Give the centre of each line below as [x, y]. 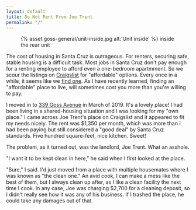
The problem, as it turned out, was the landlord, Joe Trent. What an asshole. [98, 147]
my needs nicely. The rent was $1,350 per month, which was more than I [94, 124]
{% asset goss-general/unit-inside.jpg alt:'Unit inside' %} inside [97, 39]
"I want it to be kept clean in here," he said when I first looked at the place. [96, 159]
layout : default [26, 11]
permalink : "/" [25, 22]
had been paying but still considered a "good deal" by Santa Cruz [85, 129]
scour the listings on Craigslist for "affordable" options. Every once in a [92, 75]
